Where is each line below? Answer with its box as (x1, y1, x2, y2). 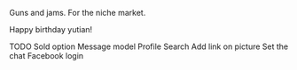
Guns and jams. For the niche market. (9, 8, 146, 17)
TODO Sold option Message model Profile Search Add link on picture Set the (9, 41, 289, 52)
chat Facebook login (9, 51, 84, 60)
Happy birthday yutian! (9, 24, 93, 34)
